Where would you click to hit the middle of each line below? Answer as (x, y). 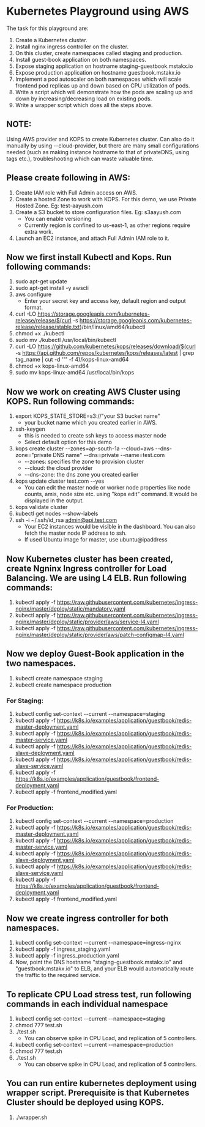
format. (33, 308)
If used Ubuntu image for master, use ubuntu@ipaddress (96, 540)
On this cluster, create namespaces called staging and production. (99, 53)
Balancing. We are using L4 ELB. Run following (97, 578)
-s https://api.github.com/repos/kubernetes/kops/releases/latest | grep (105, 353)
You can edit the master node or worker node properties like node (107, 488)
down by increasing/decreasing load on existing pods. (84, 99)
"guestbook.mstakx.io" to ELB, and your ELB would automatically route (104, 969)
